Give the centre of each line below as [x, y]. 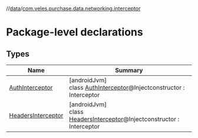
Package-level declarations [75, 32]
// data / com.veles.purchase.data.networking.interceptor [73, 9]
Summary [129, 70]
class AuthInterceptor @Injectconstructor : [127, 87]
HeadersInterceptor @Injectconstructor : [124, 119]
